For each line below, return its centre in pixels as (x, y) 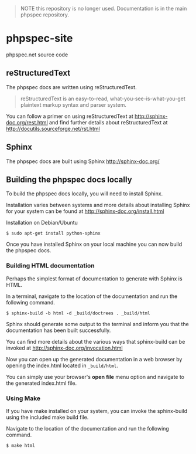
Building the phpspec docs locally (69, 179)
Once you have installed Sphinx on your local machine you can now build (94, 244)
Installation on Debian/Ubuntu (42, 223)
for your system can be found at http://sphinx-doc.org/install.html (85, 211)
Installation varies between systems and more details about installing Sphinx (98, 205)
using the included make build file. (47, 417)
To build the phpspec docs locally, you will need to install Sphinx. (85, 194)
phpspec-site (39, 38)
